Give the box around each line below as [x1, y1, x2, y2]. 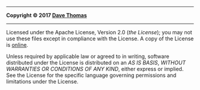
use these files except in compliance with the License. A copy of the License [6, 35, 194, 42]
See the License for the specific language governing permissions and [6, 72, 177, 79]
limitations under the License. [6, 78, 79, 85]
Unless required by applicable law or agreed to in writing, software [6, 53, 170, 60]
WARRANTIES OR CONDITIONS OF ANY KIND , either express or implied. [6, 66, 184, 72]
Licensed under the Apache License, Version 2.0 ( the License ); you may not [6, 29, 192, 36]
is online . [6, 41, 29, 48]
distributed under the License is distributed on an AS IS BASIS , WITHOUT [6, 59, 186, 66]
